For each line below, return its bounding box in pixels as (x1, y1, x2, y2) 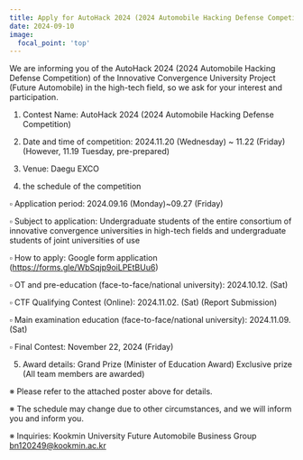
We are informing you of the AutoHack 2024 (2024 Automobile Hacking (9, 63, 276, 74)
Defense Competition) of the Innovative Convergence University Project (9, 73, 277, 84)
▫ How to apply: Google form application (9, 253, 158, 263)
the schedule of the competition (22, 181, 142, 192)
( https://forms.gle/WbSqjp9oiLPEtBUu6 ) (9, 262, 160, 273)
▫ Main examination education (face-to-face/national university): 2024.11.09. (9, 315, 291, 326)
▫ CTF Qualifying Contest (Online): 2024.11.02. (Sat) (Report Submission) (9, 297, 278, 308)
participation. (9, 92, 59, 103)
